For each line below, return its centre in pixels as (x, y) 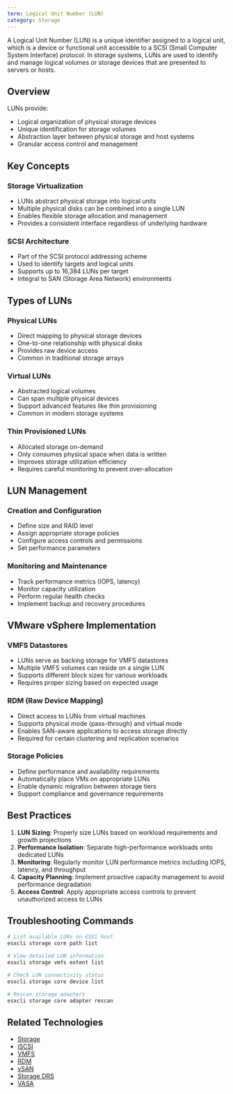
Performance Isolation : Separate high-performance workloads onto (115, 847)
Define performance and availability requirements (88, 771)
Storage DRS (35, 1076)
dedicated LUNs (40, 854)
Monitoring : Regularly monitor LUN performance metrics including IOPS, (121, 862)
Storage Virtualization (45, 185)
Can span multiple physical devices (68, 399)
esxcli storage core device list (56, 981)
